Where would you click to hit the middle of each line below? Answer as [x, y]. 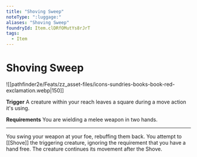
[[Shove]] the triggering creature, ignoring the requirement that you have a [96, 142]
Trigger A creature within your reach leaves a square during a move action [96, 102]
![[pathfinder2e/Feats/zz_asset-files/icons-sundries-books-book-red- [91, 84]
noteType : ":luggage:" [34, 17]
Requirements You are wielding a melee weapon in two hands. [82, 119]
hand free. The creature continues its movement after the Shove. [84, 149]
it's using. [18, 108]
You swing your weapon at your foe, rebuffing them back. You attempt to [94, 136]
